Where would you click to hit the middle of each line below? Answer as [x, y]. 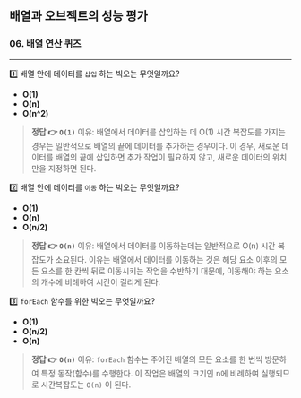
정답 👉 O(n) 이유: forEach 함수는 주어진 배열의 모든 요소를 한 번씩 [147, 359]
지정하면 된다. [72, 168]
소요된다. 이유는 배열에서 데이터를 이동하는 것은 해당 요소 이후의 [166, 259]
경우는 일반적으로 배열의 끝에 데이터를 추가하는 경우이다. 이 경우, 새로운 [155, 145]
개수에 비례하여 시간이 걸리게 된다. [101, 281]
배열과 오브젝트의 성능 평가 [78, 16]
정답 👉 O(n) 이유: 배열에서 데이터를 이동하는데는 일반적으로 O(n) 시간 [153, 246]
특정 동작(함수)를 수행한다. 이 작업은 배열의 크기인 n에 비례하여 [150, 373]
